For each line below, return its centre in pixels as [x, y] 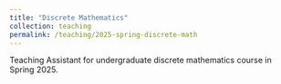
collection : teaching [51, 26]
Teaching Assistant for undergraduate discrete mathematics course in [140, 61]
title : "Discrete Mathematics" [69, 18]
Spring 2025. [34, 70]
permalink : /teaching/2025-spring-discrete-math [104, 34]
